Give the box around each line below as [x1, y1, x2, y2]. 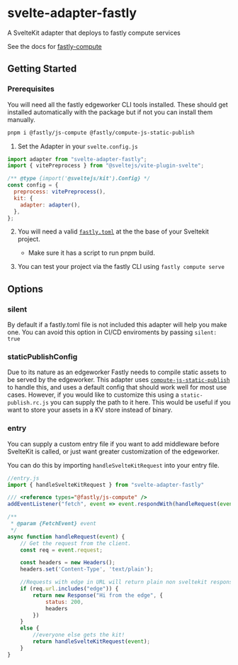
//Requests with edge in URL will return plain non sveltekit [20, 578, 208, 586]
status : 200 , [45, 598, 84, 605]
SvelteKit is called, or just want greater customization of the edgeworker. [7, 447, 220, 456]
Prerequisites [7, 84, 55, 94]
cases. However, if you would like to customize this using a [7, 390, 179, 399]
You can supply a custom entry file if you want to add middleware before [7, 439, 220, 448]
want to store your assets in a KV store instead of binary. [7, 406, 173, 414]
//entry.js [7, 474, 40, 482]
